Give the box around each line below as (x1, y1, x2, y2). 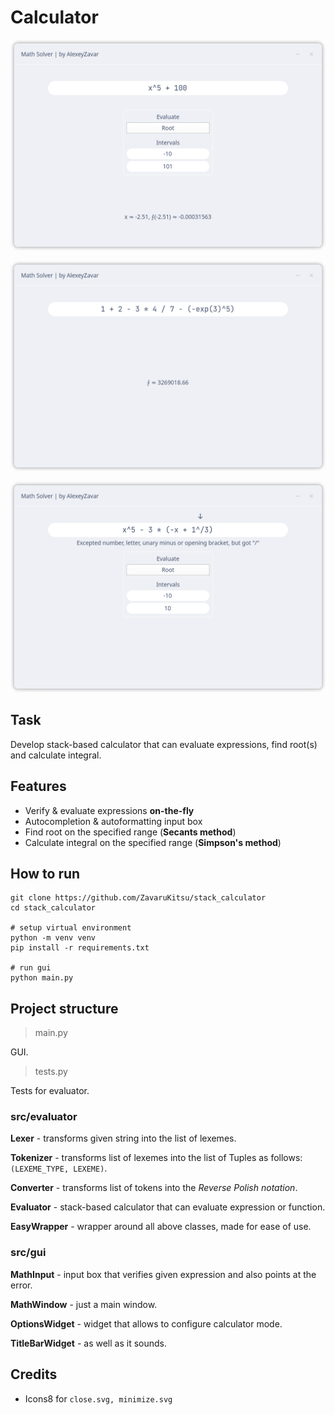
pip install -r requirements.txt (10, 943, 150, 953)
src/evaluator (10, 1110, 78, 1124)
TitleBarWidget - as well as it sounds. (10, 1337, 167, 1349)
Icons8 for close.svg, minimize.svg (24, 1392, 173, 1405)
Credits (10, 1366, 58, 1383)
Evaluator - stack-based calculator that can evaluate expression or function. (10, 1201, 326, 1213)
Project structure (10, 1000, 119, 1017)
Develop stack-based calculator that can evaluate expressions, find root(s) (10, 738, 318, 750)
